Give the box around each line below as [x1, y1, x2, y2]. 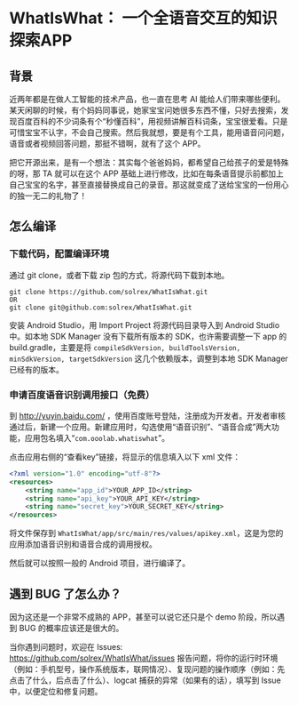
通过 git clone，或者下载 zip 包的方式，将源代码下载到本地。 [9, 269, 230, 280]
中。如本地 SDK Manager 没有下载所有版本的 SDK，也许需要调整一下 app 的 [9, 331, 287, 341]
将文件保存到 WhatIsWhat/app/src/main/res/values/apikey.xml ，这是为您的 [9, 528, 284, 539]
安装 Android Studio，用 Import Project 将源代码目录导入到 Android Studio [9, 319, 280, 330]
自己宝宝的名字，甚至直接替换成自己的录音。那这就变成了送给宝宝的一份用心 [9, 180, 289, 189]
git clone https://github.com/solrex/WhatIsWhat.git [9, 287, 208, 296]
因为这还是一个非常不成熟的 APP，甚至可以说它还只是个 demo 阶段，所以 [9, 612, 278, 622]
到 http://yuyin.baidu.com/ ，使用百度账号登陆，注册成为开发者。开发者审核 [9, 410, 286, 421]
